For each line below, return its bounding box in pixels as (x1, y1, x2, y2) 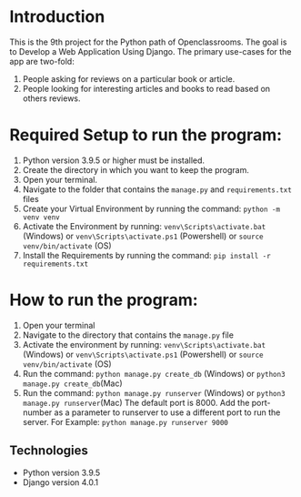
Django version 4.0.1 (22, 476, 98, 488)
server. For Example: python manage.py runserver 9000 (22, 416, 229, 427)
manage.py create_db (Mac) (22, 378, 123, 389)
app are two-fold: (9, 56, 75, 66)
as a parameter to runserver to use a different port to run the (54, 407, 281, 418)
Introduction (9, 6, 105, 27)
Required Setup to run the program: (9, 125, 283, 146)
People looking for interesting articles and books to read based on (22, 83, 271, 94)
